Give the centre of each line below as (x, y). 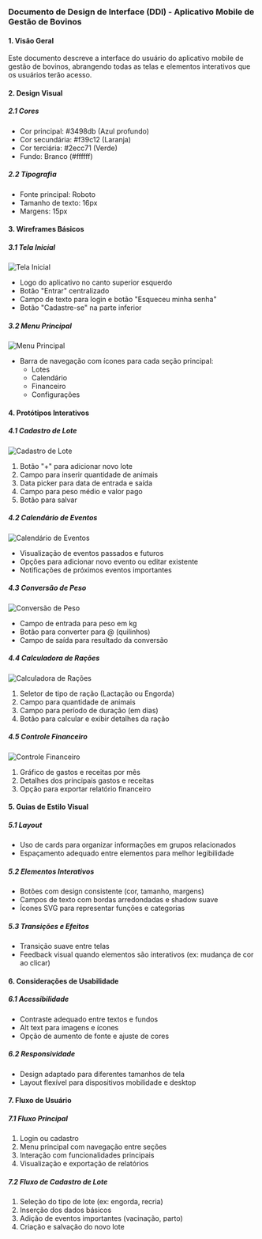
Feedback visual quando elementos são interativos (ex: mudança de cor (137, 954)
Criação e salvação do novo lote (72, 1227)
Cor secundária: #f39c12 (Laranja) (75, 139)
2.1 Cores (24, 111)
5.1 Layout (25, 825)
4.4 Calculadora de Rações (54, 658)
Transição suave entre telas (64, 946)
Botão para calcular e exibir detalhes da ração (94, 719)
